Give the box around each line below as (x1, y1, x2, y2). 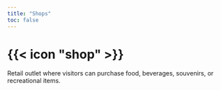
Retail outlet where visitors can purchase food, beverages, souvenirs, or (7, 69, 214, 78)
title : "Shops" (7, 10, 52, 17)
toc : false (7, 17, 39, 24)
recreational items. (7, 77, 61, 85)
